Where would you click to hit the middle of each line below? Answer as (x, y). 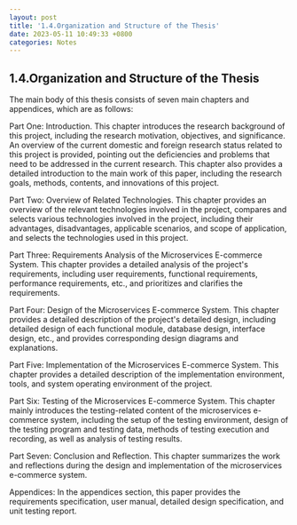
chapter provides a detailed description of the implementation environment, (147, 375)
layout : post (33, 17)
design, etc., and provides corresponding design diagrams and (124, 338)
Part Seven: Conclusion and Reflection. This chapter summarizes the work (145, 456)
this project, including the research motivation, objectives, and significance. (147, 136)
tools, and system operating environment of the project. (111, 384)
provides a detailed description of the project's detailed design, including (143, 320)
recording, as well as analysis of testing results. (96, 439)
